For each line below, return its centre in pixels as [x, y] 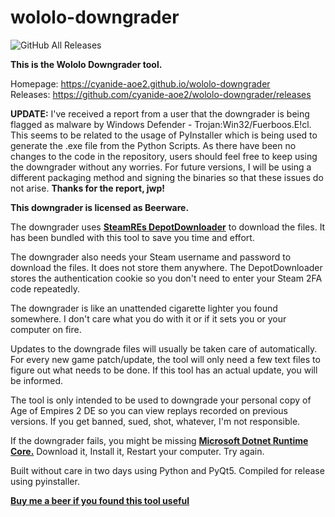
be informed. [37, 380]
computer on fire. [46, 329]
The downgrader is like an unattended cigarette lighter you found [144, 308]
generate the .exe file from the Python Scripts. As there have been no [153, 145]
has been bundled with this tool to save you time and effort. [132, 237]
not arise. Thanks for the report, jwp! [87, 188]
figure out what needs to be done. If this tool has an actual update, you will [164, 370]
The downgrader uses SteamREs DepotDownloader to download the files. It [168, 227]
